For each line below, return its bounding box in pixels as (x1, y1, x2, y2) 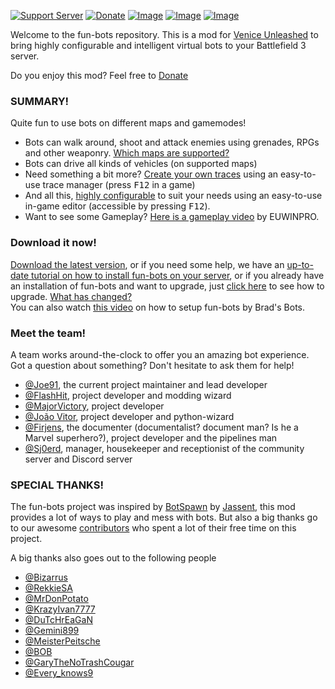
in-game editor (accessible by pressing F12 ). (24, 200, 211, 212)
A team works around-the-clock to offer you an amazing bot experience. (10, 348, 310, 360)
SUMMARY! (10, 94, 70, 108)
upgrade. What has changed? (10, 290, 133, 302)
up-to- (286, 258, 314, 270)
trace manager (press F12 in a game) (42, 179, 196, 191)
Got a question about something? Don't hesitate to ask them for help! (10, 359, 295, 371)
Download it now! (10, 236, 97, 250)
